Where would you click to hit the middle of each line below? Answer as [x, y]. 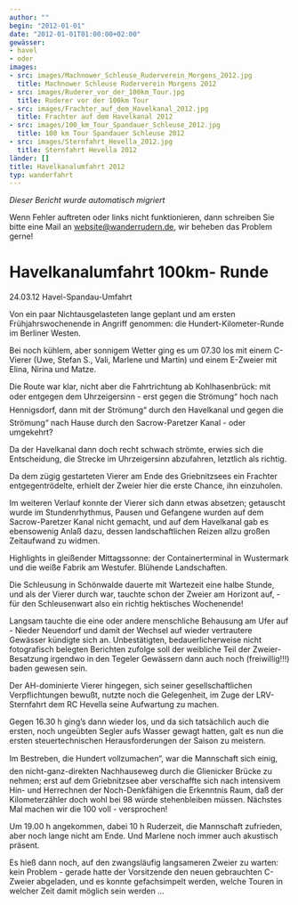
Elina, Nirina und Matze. [52, 370]
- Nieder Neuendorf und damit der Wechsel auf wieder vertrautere [131, 631]
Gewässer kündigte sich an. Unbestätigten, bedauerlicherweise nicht [136, 640]
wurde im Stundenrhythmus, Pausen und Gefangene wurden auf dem [137, 512]
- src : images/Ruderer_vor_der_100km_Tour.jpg [97, 92]
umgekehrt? [31, 432]
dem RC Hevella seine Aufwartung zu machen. [134, 705]
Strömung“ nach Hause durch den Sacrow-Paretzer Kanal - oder [128, 423]
